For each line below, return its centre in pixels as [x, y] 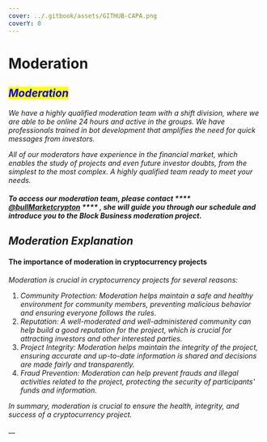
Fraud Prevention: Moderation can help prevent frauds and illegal [129, 372]
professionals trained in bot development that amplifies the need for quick [132, 130]
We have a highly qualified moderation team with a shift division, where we [134, 113]
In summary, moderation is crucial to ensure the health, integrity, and [124, 406]
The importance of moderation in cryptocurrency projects [108, 262]
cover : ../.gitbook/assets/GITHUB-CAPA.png [83, 16]
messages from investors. [52, 138]
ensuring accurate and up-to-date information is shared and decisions [138, 355]
